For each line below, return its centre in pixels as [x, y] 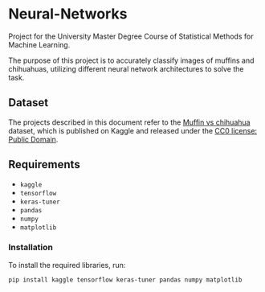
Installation [31, 248]
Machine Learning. [39, 44]
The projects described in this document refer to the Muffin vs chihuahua [129, 122]
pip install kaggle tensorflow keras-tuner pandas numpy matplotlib [125, 280]
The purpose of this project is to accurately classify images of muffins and [131, 60]
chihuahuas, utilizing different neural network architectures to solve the [126, 68]
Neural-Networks [68, 14]
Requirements [44, 165]
